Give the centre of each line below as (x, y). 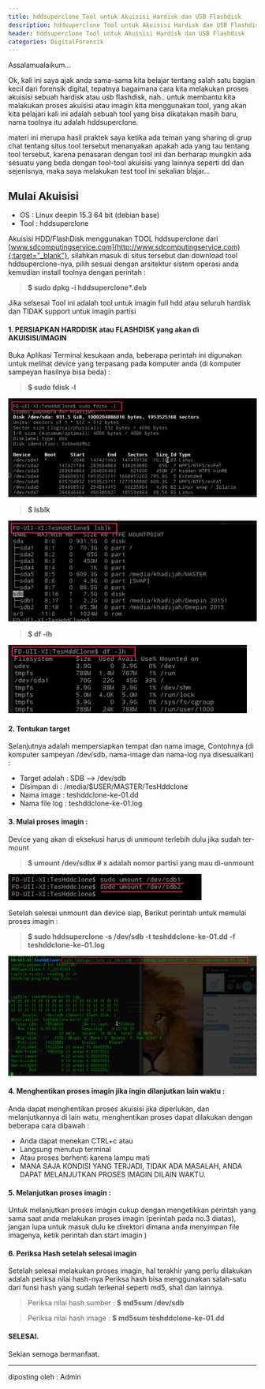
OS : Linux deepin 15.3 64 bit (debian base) (90, 215)
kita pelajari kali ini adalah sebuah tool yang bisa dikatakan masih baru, (123, 114)
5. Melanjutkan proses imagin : (60, 1192)
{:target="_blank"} (38, 256)
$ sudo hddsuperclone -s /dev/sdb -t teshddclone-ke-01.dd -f (131, 937)
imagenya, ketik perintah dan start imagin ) (78, 1235)
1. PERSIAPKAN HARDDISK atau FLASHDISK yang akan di (104, 329)
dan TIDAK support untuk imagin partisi (72, 311)
